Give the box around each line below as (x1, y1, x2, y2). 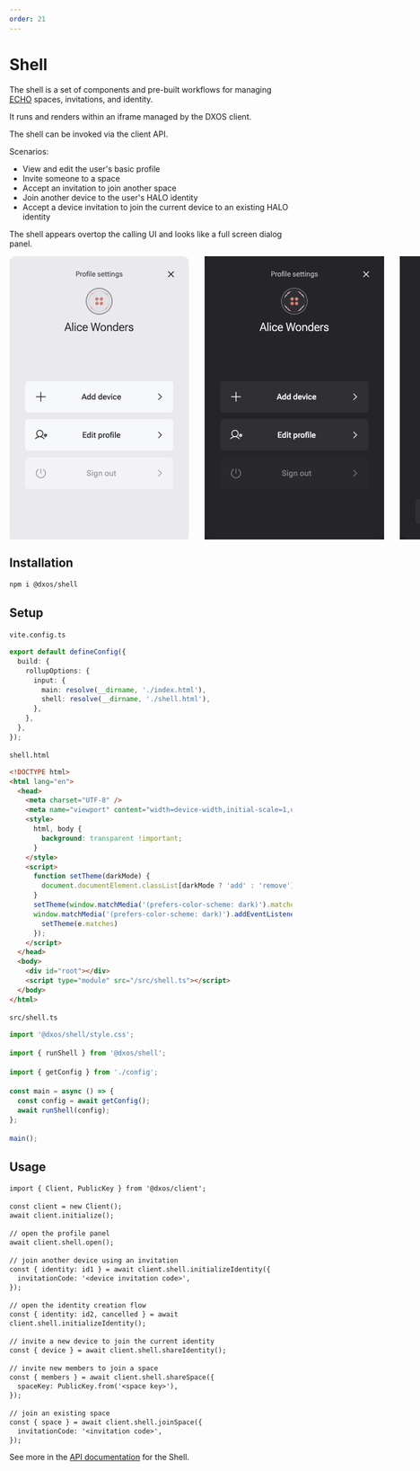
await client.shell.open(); (9, 1238, 115, 1247)
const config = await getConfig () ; (17, 1096, 151, 1105)
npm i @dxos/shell (9, 580, 78, 589)
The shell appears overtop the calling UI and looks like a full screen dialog (9, 228, 283, 239)
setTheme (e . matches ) (41, 919, 118, 928)
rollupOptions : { (25, 666, 91, 675)
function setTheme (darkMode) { (32, 872, 151, 881)
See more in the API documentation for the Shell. (9, 1452, 190, 1462)
